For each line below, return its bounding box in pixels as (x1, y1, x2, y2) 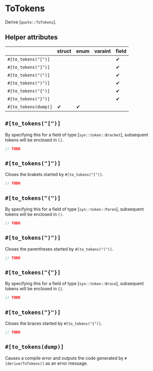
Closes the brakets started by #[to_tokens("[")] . (5, 172, 103, 177)
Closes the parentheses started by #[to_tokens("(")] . (5, 246, 114, 252)
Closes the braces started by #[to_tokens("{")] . (5, 320, 102, 326)
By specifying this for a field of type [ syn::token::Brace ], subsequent (5, 281, 144, 287)
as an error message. (45, 360, 88, 366)
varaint (94, 47, 111, 54)
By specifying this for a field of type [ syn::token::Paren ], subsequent (5, 206, 144, 212)
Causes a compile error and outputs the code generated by (5, 355, 124, 361)
